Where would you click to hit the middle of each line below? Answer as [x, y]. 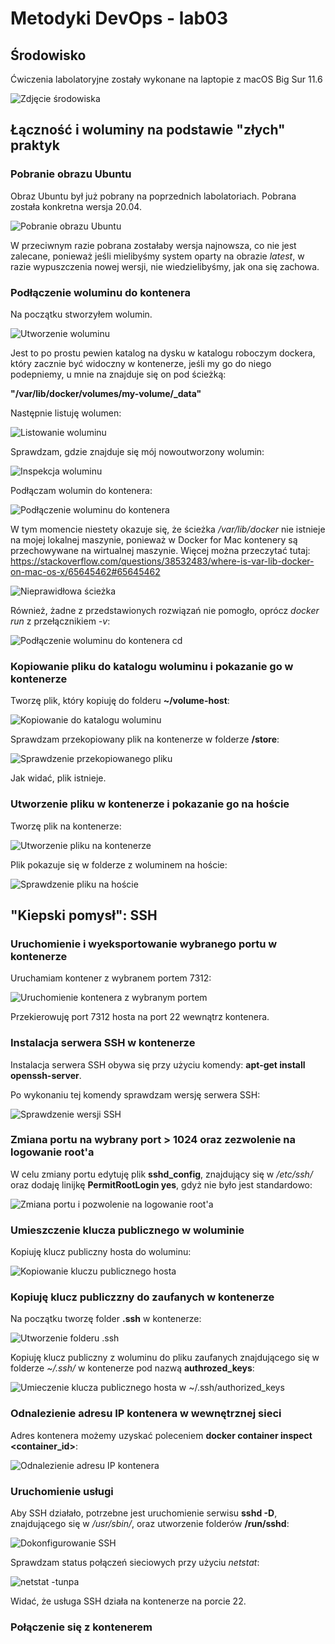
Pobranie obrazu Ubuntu [71, 174]
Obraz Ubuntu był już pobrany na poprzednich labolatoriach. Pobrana [153, 196]
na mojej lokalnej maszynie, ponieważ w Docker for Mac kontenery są [154, 539]
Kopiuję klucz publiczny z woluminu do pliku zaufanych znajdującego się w [165, 1358]
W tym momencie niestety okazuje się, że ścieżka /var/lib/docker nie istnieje [168, 529]
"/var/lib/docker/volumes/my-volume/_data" [106, 393]
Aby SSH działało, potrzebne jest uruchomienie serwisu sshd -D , [144, 1513]
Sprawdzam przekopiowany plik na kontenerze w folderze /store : [145, 739]
